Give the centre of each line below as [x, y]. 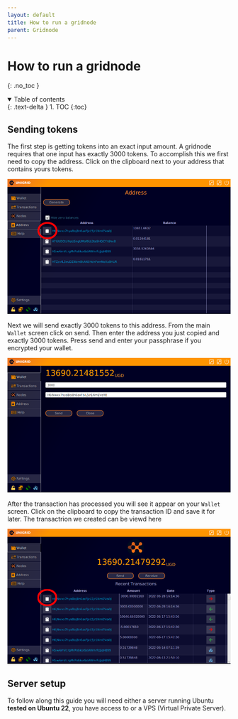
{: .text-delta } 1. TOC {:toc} [47, 107]
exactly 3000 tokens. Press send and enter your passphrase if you [104, 340]
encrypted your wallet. [40, 347]
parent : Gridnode [33, 30]
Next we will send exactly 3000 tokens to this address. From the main [109, 325]
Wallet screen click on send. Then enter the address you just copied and [113, 333]
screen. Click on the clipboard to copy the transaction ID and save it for [111, 512]
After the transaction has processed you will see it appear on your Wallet [114, 504]
